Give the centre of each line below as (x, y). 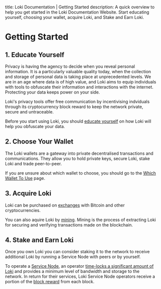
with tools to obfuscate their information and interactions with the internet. (79, 87)
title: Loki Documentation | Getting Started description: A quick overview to (80, 7)
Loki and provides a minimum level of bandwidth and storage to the (72, 272)
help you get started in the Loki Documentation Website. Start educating (77, 12)
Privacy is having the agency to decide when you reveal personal (70, 66)
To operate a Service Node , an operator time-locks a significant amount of (79, 266)
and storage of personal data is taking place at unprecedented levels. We (78, 77)
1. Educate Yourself (35, 55)
